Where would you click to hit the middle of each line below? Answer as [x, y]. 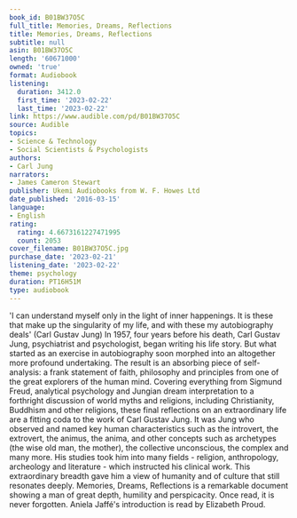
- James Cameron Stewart [55, 183]
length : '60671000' [45, 59]
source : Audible [39, 125]
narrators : [29, 174]
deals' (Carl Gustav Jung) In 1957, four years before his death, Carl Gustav [145, 334]
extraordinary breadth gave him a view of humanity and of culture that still [145, 475]
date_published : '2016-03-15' [65, 199]
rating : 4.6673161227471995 [69, 232]
